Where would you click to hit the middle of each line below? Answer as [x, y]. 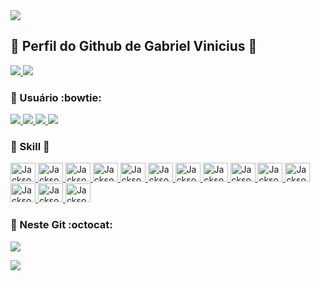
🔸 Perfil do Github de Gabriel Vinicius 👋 [134, 46]
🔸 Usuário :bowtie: [56, 97]
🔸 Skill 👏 [30, 147]
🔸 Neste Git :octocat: [61, 225]
